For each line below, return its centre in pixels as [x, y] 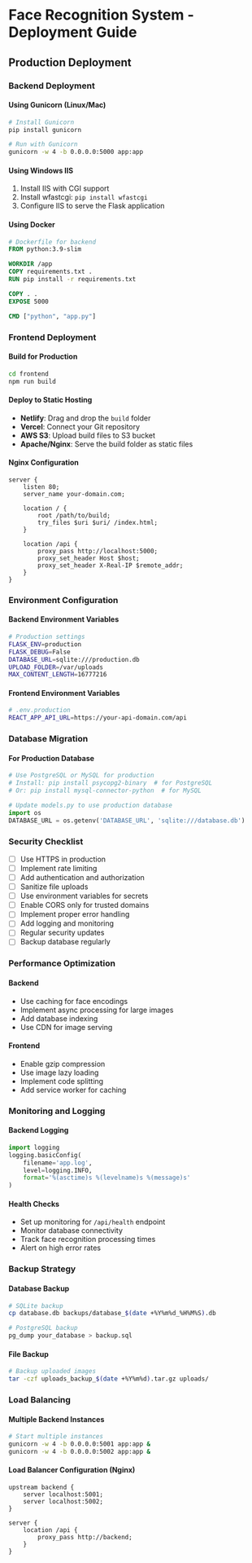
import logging [34, 1147]
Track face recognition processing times [88, 1239]
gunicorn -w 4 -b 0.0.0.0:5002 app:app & [80, 1451]
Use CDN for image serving [66, 1027]
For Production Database [52, 758]
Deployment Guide [73, 32]
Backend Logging [39, 1130]
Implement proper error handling [75, 914]
